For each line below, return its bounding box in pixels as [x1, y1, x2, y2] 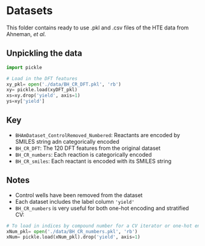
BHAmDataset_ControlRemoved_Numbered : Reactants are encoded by [15, 131, 181, 138]
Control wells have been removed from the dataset [15, 191, 143, 199]
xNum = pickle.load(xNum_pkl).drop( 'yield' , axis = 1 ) [6, 234, 140, 240]
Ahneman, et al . [6, 30, 46, 37]
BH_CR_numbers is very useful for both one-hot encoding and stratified [15, 204, 189, 212]
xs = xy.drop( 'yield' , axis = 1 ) [6, 92, 81, 99]
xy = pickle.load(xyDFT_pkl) [6, 87, 78, 93]
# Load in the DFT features [6, 75, 78, 81]
